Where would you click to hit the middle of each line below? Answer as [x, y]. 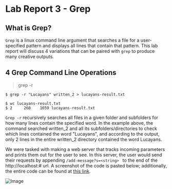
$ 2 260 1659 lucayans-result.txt [50, 108]
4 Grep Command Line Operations [61, 73]
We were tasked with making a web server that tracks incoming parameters [85, 149]
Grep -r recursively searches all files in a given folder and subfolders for [82, 117]
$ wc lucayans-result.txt [33, 103]
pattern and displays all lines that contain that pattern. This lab [92, 46]
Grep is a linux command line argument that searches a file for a [72, 40]
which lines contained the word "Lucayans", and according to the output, [82, 134]
